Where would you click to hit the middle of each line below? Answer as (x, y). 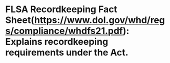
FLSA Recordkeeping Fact (61, 9)
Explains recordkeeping (57, 42)
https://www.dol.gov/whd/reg (100, 20)
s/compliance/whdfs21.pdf (64, 31)
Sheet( (20, 20)
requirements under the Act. (67, 53)
